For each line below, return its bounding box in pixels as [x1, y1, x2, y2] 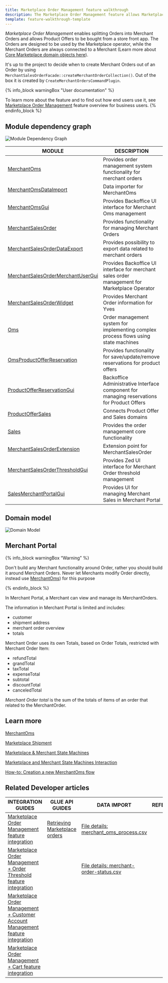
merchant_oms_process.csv [81, 829, 147, 836]
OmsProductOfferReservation [7, 356, 77, 363]
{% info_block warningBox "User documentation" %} [5, 87, 114, 93]
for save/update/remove [102, 353, 160, 360]
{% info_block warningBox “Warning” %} [5, 555, 89, 561]
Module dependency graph [5, 122, 91, 131]
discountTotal [12, 681, 41, 687]
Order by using [5, 67, 36, 73]
